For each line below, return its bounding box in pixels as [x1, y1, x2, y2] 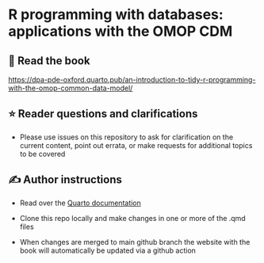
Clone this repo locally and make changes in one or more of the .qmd [19, 213, 246, 223]
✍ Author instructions [8, 173, 123, 187]
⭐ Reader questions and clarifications [8, 107, 198, 120]
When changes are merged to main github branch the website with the [19, 237, 251, 246]
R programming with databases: [8, 6, 224, 24]
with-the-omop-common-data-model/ [8, 83, 133, 93]
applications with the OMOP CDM [8, 22, 233, 40]
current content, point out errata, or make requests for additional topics [19, 140, 253, 150]
